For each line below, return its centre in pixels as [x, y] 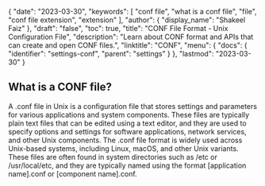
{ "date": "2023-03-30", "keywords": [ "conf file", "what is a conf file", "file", [132, 12]
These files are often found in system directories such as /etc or [113, 157]
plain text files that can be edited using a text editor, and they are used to [128, 123]
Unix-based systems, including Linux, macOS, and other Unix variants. [124, 148]
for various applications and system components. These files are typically [129, 114]
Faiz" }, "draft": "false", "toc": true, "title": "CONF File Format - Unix [118, 28]
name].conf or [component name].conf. [73, 173]
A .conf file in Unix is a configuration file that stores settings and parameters [133, 106]
